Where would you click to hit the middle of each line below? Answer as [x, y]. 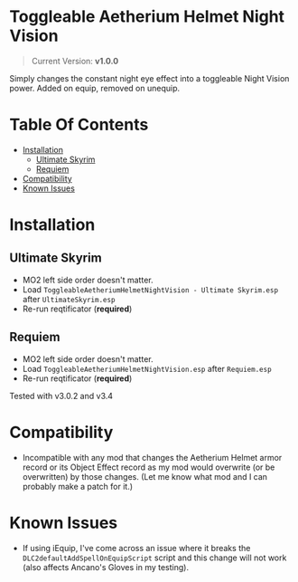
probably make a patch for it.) [78, 486]
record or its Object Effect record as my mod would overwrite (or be [149, 467]
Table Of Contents [79, 125]
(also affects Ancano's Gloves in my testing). [106, 567]
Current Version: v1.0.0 [75, 61]
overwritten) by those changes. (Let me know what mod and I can [145, 476]
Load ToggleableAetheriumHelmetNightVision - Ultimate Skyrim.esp [150, 289]
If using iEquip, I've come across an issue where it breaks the [136, 548]
